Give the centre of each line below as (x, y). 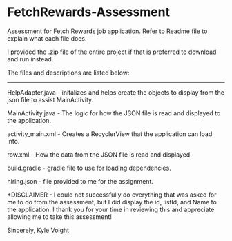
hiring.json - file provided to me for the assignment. (80, 181)
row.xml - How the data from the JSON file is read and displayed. (99, 154)
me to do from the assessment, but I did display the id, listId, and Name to (112, 202)
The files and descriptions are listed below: (68, 73)
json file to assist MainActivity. (50, 99)
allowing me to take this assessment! (60, 216)
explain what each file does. (47, 38)
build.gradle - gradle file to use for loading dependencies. (89, 168)
